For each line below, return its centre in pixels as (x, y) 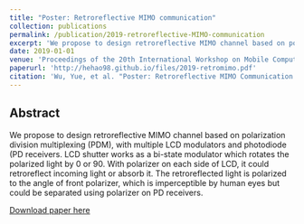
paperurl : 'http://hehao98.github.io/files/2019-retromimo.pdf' (133, 69)
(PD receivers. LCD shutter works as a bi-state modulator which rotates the (149, 154)
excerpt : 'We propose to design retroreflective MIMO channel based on (147, 43)
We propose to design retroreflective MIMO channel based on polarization (147, 135)
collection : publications (58, 26)
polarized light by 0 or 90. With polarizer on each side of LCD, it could (139, 163)
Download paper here (50, 210)
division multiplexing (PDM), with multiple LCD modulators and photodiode (148, 145)
